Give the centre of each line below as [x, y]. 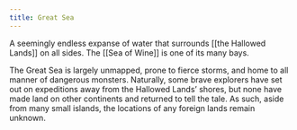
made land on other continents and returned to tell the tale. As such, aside [147, 99]
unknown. [28, 117]
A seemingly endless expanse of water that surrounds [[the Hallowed [138, 43]
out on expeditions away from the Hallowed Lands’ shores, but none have [145, 89]
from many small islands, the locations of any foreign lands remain [132, 108]
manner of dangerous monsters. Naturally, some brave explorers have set [146, 79]
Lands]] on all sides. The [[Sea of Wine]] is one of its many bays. [129, 52]
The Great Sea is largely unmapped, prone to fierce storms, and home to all [149, 70]
